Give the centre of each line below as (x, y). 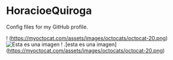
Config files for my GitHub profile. (47, 27)
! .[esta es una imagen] (89, 44)
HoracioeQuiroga (49, 11)
